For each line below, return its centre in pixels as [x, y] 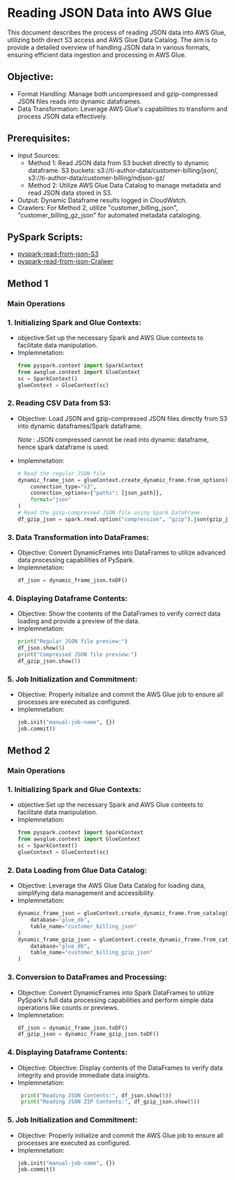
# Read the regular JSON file [62, 473]
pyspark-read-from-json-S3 [58, 254]
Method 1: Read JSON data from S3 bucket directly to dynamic [118, 162]
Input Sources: [39, 155]
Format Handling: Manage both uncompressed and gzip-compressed [117, 93]
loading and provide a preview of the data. [79, 621]
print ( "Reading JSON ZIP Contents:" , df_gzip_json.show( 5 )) [110, 1102]
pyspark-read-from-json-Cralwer [65, 261]
